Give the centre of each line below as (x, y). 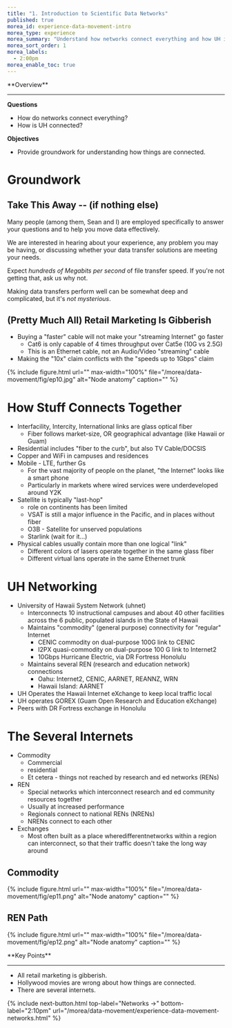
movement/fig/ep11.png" (42, 896)
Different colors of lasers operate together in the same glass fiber (120, 551)
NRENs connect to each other (70, 822)
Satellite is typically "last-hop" (60, 500)
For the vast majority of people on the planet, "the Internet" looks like (126, 471)
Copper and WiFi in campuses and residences (83, 456)
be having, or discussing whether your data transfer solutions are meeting (112, 250)
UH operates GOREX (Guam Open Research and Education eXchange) (117, 701)
